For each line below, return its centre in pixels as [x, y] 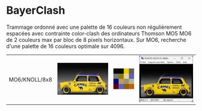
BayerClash [36, 10]
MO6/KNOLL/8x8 [30, 79]
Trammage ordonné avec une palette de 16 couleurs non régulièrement [94, 27]
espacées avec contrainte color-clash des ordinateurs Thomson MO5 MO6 [99, 33]
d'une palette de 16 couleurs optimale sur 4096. [66, 46]
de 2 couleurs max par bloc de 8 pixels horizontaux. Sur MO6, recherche [96, 40]
